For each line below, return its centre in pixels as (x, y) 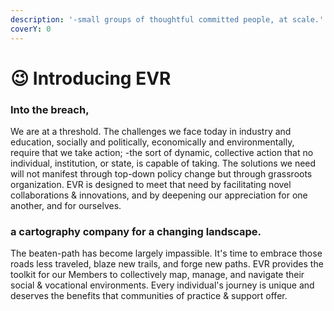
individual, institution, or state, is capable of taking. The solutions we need (163, 163)
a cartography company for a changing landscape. (136, 231)
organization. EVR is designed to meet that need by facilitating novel (151, 184)
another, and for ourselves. (66, 205)
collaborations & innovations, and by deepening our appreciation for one (159, 195)
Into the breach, (50, 109)
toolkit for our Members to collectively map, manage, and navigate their (157, 275)
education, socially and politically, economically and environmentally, (152, 142)
